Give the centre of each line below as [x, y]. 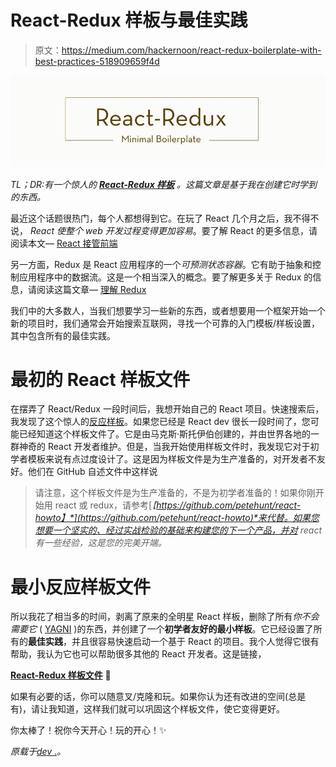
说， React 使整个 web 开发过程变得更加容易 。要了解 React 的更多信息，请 [164, 230]
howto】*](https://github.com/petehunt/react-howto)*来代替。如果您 [177, 518]
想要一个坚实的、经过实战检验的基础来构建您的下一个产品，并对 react [178, 530]
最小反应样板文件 [81, 587]
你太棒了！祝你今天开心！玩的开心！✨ [88, 730]
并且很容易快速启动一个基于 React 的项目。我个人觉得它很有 [195, 642]
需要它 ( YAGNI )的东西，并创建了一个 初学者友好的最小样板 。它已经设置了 [162, 629]
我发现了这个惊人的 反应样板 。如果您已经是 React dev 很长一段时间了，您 [160, 422]
